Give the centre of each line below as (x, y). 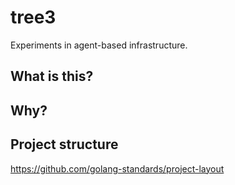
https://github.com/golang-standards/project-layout (117, 168)
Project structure (64, 144)
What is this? (52, 76)
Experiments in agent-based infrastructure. (99, 45)
